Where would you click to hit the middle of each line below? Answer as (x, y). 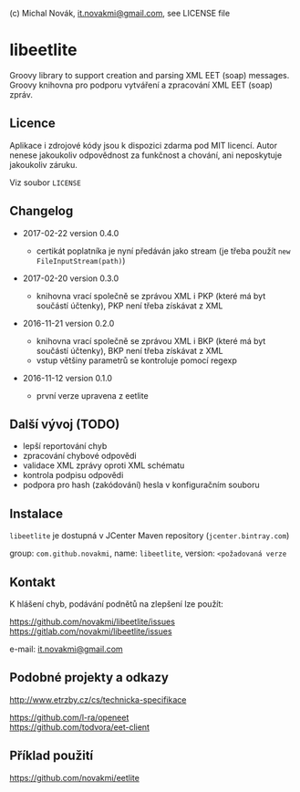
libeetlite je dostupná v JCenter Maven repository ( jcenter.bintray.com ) (150, 536)
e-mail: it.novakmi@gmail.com (66, 649)
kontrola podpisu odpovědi (73, 475)
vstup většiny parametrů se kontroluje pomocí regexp (136, 360)
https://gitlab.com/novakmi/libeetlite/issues (91, 631)
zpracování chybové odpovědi (79, 456)
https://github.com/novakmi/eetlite (74, 777)
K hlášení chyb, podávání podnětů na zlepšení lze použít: (116, 604)
